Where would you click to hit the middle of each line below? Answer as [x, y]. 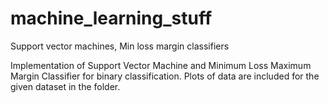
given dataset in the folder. [65, 86]
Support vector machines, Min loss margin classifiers [120, 46]
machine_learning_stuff [111, 18]
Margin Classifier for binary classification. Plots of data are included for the [165, 76]
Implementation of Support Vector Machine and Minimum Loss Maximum [161, 65]
